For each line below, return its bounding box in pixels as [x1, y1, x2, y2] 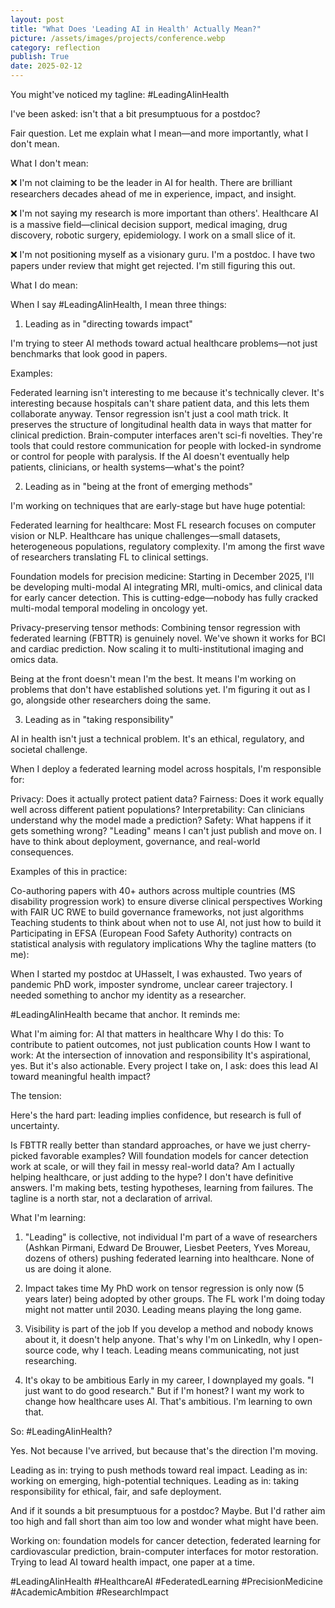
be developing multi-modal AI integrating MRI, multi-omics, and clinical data [10, 581, 323, 593]
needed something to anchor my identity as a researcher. [10, 989, 247, 1001]
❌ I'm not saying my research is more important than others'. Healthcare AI [10, 207, 319, 219]
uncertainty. [10, 1120, 60, 1131]
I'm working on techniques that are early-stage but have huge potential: [10, 500, 306, 511]
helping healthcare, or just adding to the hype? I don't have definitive [10, 1171, 294, 1183]
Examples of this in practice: [10, 866, 128, 877]
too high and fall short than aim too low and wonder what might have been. [10, 1516, 319, 1527]
